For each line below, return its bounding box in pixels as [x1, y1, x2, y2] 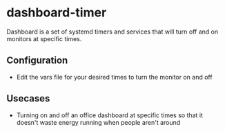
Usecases [6, 93, 50, 104]
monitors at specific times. [6, 34, 82, 43]
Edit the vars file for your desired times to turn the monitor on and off [16, 73, 213, 81]
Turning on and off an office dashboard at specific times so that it [16, 111, 203, 119]
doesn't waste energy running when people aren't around [16, 118, 181, 126]
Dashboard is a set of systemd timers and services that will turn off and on [6, 27, 219, 36]
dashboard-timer [6, 5, 107, 21]
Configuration [6, 55, 68, 66]
